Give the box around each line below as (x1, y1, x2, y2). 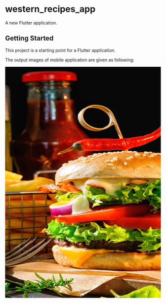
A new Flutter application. (5, 20, 57, 26)
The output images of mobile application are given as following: (5, 57, 134, 63)
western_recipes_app (5, 3, 96, 15)
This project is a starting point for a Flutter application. (5, 47, 116, 53)
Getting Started (5, 34, 54, 43)
